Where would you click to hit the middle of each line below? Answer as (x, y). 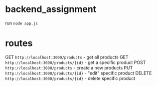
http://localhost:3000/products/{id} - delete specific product (70, 78)
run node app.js (22, 23)
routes (19, 43)
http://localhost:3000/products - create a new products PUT (69, 67)
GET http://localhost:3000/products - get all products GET (67, 57)
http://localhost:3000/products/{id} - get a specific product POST (76, 62)
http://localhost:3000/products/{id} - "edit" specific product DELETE (78, 73)
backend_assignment (51, 9)
